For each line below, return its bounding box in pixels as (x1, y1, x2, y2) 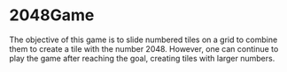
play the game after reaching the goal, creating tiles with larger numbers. (9, 53, 275, 63)
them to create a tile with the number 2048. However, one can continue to (9, 43, 279, 54)
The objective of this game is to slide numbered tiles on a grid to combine (9, 34, 278, 45)
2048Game (9, 5, 95, 25)
